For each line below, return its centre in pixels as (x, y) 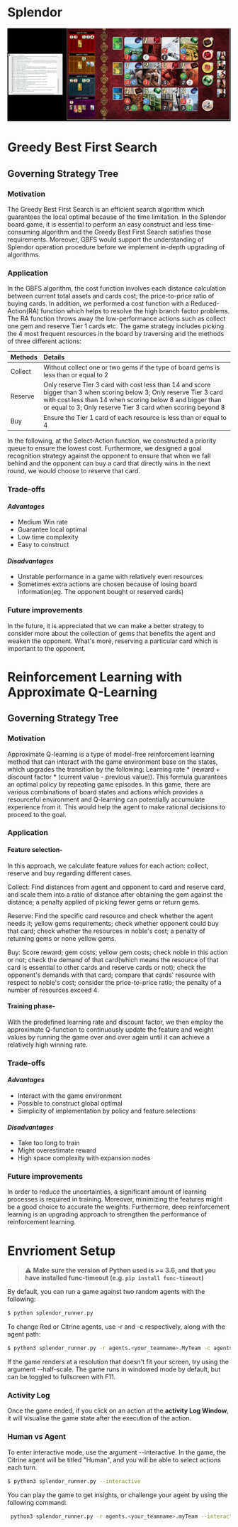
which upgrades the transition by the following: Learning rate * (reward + (114, 769)
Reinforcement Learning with (95, 677)
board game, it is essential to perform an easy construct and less (102, 224)
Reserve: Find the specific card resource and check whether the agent (110, 916)
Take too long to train (49, 1143)
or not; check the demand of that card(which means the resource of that (113, 959)
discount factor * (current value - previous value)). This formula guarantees (118, 777)
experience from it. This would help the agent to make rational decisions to (116, 806)
